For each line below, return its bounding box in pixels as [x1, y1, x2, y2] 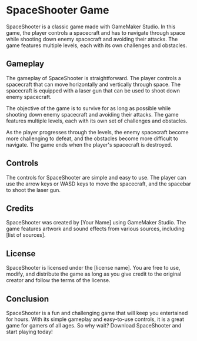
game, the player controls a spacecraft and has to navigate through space [6, 29, 185, 36]
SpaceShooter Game [6, 4, 109, 17]
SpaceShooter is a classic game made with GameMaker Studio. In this [6, 23, 176, 30]
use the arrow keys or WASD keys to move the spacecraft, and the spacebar [6, 180, 191, 187]
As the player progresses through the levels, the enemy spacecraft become [6, 128, 189, 135]
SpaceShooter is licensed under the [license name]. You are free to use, [6, 264, 181, 272]
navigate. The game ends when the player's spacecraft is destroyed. [6, 141, 172, 148]
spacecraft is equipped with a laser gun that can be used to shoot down [6, 87, 181, 94]
